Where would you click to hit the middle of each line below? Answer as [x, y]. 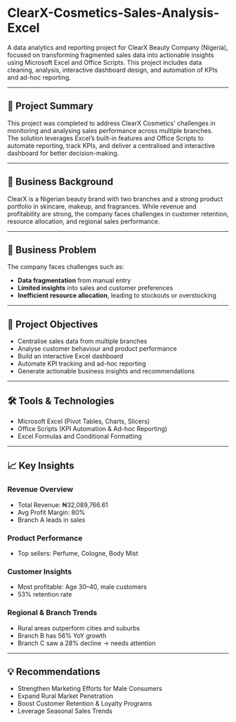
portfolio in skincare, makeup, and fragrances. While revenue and [102, 206]
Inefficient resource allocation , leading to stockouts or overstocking [117, 295]
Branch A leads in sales [51, 520]
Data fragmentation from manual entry [74, 280]
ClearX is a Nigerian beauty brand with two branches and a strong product [115, 199]
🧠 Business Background [60, 182]
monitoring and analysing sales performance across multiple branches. [110, 130]
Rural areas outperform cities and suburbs [79, 628]
